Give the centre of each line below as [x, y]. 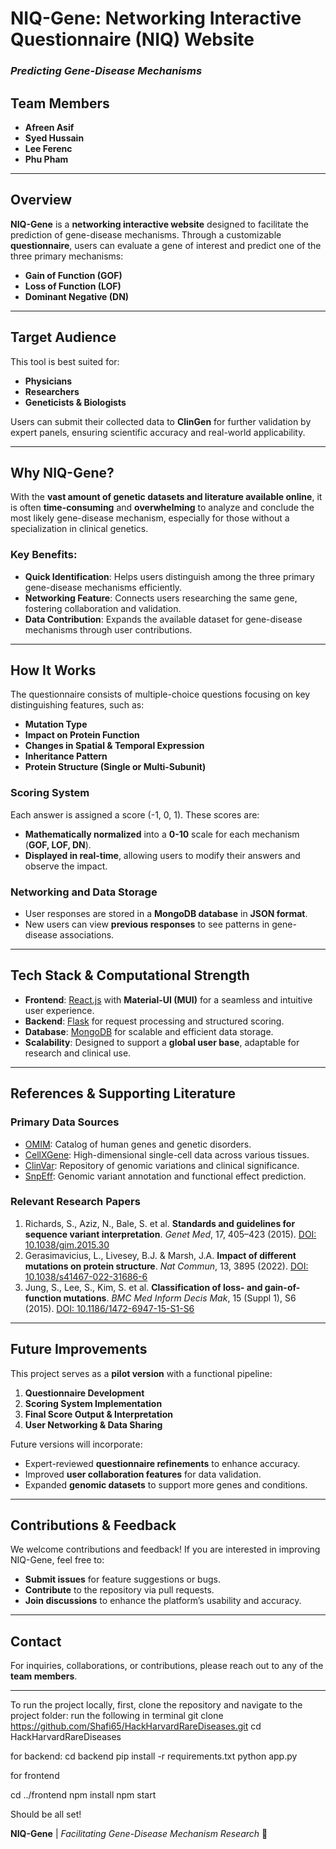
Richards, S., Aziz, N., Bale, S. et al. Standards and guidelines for [160, 1223]
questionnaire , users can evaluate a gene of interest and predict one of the [166, 245]
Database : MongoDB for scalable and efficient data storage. [149, 1031]
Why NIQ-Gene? [62, 472]
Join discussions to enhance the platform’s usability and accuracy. [163, 1601]
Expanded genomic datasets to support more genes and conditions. [166, 1484]
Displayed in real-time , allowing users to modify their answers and [162, 855]
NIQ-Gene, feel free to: [57, 1560]
